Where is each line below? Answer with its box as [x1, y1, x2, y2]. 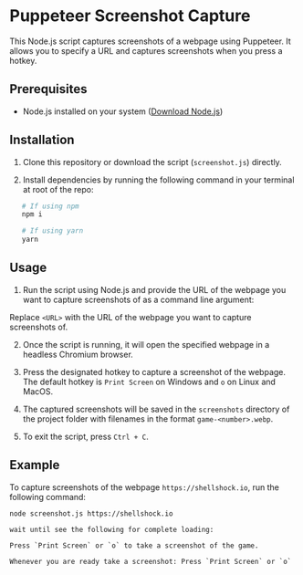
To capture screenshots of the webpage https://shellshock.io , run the [9, 481, 280, 493]
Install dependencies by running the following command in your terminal [22, 174, 295, 185]
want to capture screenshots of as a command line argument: [22, 294, 255, 305]
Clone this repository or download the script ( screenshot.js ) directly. [22, 156, 283, 167]
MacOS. [22, 385, 54, 397]
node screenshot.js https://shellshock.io [9, 508, 173, 518]
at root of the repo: [22, 183, 94, 194]
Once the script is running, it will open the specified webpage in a [22, 339, 270, 350]
